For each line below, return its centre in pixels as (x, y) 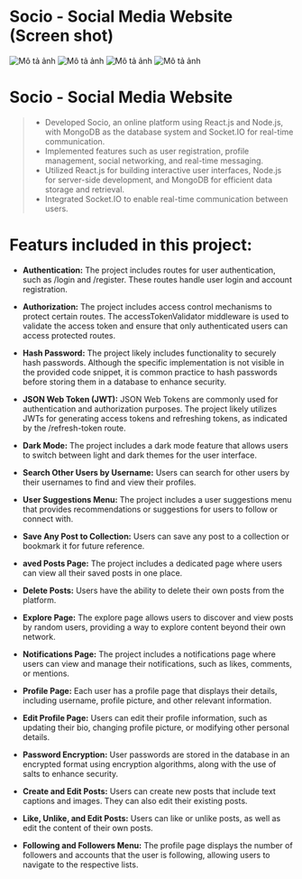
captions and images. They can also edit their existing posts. (135, 800)
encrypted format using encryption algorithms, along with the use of (149, 763)
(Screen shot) (62, 36)
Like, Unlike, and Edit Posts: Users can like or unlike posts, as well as (151, 818)
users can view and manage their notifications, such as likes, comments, (157, 663)
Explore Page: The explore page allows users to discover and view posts (158, 617)
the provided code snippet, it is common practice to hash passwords (150, 372)
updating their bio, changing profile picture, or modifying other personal (156, 727)
